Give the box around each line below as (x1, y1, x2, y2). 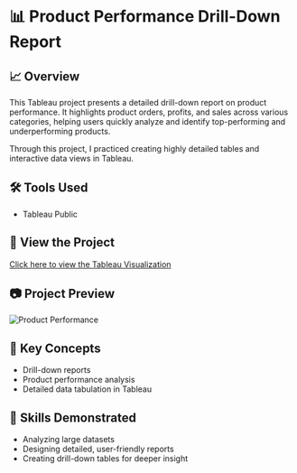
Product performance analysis (22, 375, 135, 385)
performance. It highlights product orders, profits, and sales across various (9, 107, 289, 117)
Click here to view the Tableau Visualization (9, 258, 172, 270)
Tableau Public (22, 209, 79, 219)
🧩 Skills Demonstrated (9, 410, 137, 425)
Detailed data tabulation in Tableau (22, 384, 152, 394)
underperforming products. (9, 126, 111, 136)
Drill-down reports (22, 365, 91, 376)
